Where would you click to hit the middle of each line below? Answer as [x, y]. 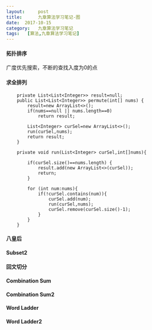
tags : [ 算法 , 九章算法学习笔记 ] [43, 34]
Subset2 [17, 252]
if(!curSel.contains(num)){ [72, 194]
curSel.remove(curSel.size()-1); [90, 209]
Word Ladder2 [24, 321]
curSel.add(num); [70, 199]
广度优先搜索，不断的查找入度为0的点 [52, 68]
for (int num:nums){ [53, 188]
